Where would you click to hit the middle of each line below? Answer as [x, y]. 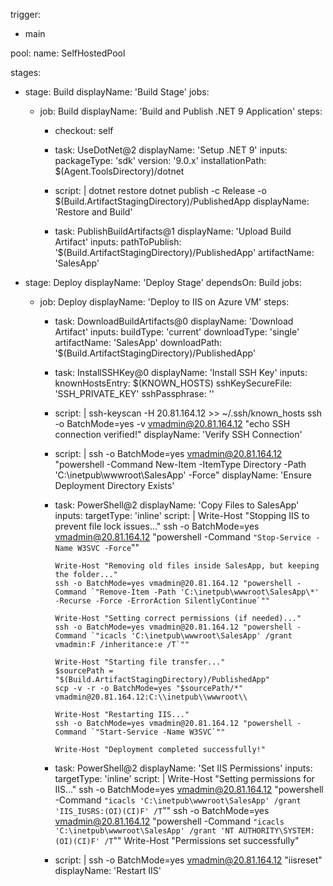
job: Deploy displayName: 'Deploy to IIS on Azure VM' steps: [164, 302]
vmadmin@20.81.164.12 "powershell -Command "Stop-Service [183, 537]
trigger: [26, 14]
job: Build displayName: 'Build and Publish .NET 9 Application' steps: [181, 111]
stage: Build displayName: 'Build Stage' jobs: [117, 92]
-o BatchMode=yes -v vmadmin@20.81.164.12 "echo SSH [172, 423]
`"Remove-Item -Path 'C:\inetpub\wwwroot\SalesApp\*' [205, 592]
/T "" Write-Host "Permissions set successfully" [202, 840]
